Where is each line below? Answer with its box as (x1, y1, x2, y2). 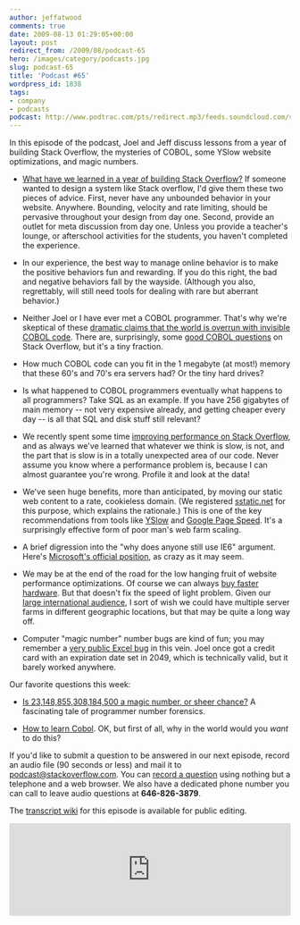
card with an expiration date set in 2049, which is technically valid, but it (21, 652, 288, 663)
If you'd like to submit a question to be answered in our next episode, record (9, 750, 290, 761)
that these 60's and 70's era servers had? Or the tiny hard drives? (21, 368, 264, 379)
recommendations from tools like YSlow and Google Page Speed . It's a (21, 515, 283, 526)
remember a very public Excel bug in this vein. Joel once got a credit (21, 643, 275, 653)
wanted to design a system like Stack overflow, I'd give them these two (21, 183, 284, 194)
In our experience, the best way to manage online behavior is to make (21, 257, 279, 268)
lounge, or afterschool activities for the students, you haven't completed (21, 231, 288, 241)
